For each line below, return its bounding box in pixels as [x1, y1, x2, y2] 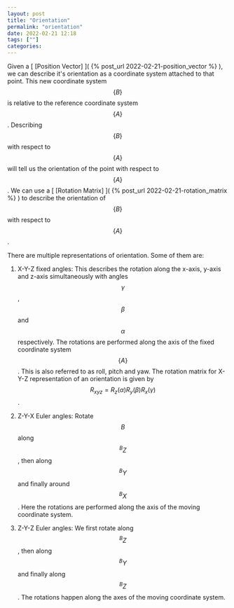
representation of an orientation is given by [29, 375, 154, 382]
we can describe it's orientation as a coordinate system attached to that [7, 69, 215, 78]
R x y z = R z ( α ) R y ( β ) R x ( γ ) [90, 386, 156, 396]
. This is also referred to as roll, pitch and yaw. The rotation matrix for [17, 367, 217, 375]
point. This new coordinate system [7, 77, 107, 85]
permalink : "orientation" [7, 23, 83, 30]
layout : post [7, 10, 46, 18]
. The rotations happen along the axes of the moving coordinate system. [17, 593, 226, 601]
